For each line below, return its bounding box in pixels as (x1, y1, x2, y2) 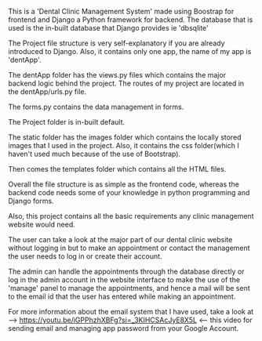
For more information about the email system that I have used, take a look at (8, 307, 254, 316)
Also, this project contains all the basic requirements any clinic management (8, 212, 254, 220)
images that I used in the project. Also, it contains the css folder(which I (8, 141, 239, 150)
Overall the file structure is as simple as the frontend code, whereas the (8, 180, 239, 189)
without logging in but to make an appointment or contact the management (8, 243, 250, 252)
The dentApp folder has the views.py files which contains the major (8, 71, 226, 79)
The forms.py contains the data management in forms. (8, 102, 184, 111)
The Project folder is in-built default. (8, 118, 126, 126)
